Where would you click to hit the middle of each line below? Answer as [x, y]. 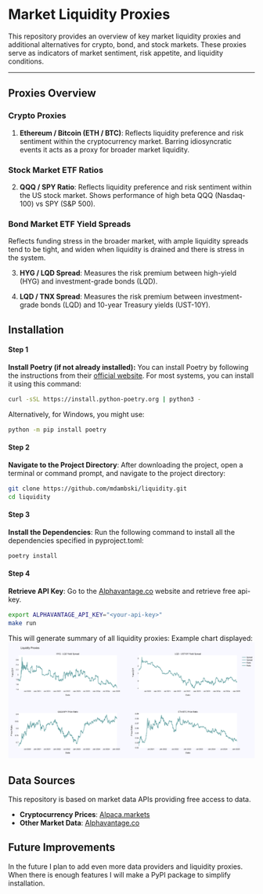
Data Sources [42, 780]
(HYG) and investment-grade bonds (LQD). [88, 281]
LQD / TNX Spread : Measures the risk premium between [110, 297]
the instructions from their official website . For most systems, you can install [131, 376]
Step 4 [19, 573]
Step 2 [19, 447]
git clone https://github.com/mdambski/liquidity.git [98, 489]
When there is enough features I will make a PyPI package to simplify [119, 874]
